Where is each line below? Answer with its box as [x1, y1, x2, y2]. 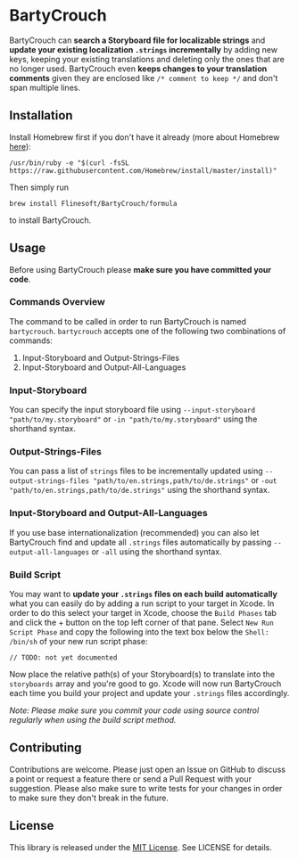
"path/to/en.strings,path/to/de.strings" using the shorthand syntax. [9, 485, 270, 496]
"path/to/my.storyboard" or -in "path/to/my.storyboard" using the [9, 414, 258, 424]
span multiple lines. [9, 82, 80, 93]
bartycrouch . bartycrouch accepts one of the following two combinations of [9, 325, 286, 336]
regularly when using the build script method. [9, 715, 177, 726]
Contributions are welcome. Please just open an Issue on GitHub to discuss [9, 764, 286, 775]
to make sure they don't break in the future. [9, 792, 170, 803]
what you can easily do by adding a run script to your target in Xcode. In [9, 598, 275, 609]
